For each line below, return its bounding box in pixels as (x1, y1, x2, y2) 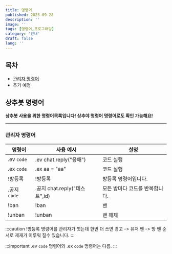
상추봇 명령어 (5, 98, 45, 107)
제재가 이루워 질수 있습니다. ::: (14, 232, 75, 238)
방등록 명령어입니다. (102, 175, 148, 182)
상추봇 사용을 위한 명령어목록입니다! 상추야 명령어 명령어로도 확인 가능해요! (5, 113, 154, 119)
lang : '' (5, 41, 24, 46)
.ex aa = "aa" (35, 165, 67, 172)
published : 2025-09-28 (5, 12, 54, 17)
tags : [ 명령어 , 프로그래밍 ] (5, 27, 55, 32)
